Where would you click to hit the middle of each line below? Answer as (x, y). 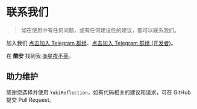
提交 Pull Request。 (30, 99)
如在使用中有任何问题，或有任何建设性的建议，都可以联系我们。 (100, 30)
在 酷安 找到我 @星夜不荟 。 (40, 55)
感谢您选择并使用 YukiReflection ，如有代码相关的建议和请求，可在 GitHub (98, 92)
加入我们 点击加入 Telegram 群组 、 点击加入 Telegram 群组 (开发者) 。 (91, 43)
